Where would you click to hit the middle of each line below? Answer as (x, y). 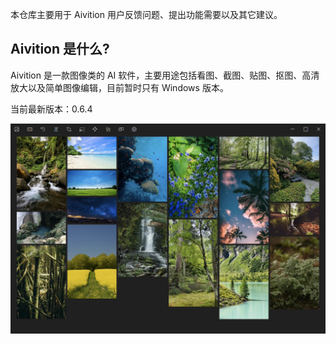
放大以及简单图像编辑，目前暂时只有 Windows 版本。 (119, 87)
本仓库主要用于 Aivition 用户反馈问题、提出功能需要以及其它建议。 (146, 14)
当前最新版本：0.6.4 (51, 109)
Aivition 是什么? (60, 49)
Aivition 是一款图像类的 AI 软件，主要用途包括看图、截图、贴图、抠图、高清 (165, 75)
